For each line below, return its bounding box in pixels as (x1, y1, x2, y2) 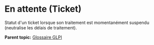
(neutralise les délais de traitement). (4, 24, 77, 30)
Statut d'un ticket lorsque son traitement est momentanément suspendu (4, 20, 150, 25)
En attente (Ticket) (4, 3, 82, 15)
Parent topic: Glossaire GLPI (4, 34, 62, 40)
